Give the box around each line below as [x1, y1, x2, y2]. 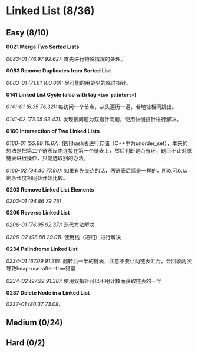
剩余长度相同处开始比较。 [6, 174, 68, 181]
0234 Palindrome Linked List [6, 246, 78, 252]
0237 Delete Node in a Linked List [6, 289, 90, 296]
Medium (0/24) [6, 318, 63, 328]
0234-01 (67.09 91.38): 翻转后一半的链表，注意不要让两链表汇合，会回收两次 [6, 258, 192, 265]
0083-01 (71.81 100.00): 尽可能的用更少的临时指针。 [6, 80, 131, 86]
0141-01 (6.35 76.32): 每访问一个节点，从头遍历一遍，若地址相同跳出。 [6, 103, 177, 110]
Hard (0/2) [6, 338, 45, 348]
